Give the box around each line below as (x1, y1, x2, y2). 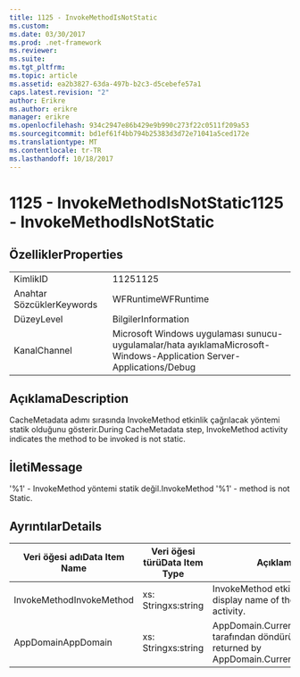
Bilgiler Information (112, 313, 190, 325)
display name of (212, 593, 279, 606)
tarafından (212, 631, 256, 643)
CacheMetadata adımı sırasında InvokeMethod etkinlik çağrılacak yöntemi (9, 414, 280, 425)
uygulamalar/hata (112, 338, 186, 351)
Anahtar (13, 287, 47, 299)
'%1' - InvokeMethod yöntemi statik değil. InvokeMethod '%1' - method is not (9, 483, 290, 494)
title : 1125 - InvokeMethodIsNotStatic (9, 13, 158, 22)
